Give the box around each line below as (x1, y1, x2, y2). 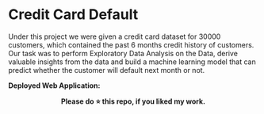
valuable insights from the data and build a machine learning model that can (8, 57, 256, 66)
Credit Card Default (8, 6, 139, 24)
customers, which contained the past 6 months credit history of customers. (8, 40, 254, 49)
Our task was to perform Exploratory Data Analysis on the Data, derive (8, 48, 238, 58)
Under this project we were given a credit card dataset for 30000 (8, 32, 221, 41)
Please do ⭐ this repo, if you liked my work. (60, 97, 206, 106)
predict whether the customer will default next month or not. (8, 65, 205, 74)
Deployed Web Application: (8, 81, 101, 90)
